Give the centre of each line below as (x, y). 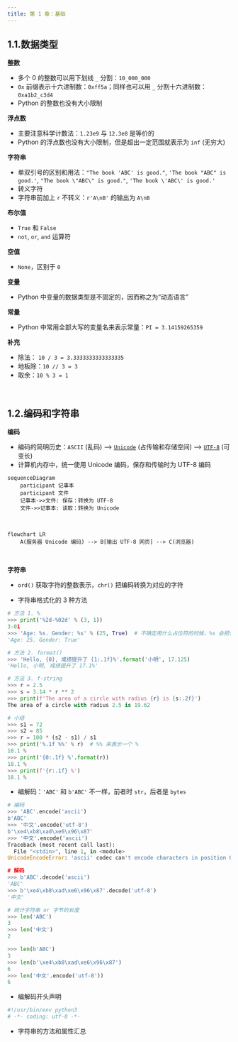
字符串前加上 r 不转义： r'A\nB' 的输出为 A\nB (84, 198)
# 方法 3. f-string (35, 679)
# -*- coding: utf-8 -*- (44, 1017)
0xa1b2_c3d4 (35, 95)
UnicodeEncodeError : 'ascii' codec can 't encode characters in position (117, 858)
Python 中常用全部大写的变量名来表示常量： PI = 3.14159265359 (110, 327)
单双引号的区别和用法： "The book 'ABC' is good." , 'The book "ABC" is (122, 172)
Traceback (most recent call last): (61, 845)
